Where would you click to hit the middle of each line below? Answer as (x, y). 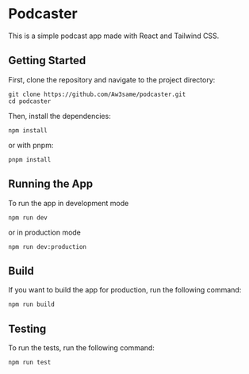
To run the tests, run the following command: (81, 348)
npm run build (32, 305)
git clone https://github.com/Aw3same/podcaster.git (97, 94)
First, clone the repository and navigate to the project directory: (112, 79)
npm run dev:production (48, 246)
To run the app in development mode (69, 203)
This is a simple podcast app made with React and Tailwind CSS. (114, 36)
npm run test (30, 363)
